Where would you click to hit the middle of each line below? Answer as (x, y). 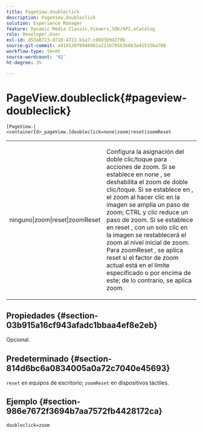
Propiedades (31, 316)
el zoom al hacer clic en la (143, 197)
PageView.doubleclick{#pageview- (97, 98)
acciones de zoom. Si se (141, 167)
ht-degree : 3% (24, 62)
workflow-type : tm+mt (34, 51)
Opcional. (18, 340)
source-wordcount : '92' (36, 57)
